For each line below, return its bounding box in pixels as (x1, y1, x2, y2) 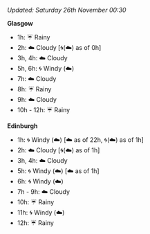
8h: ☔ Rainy (17, 85, 52, 93)
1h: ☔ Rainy (17, 33, 50, 41)
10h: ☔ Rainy (17, 198, 55, 206)
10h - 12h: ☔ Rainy (17, 106, 71, 114)
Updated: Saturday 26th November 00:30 (7, 6, 126, 14)
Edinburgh (7, 122, 38, 130)
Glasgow (7, 19, 33, 27)
